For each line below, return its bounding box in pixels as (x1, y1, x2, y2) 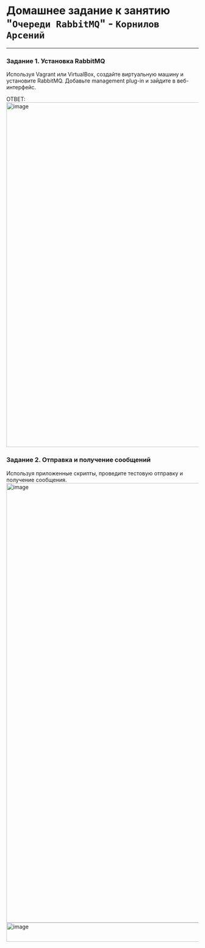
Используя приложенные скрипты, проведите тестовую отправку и (6, 469, 183, 477)
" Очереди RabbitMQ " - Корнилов (6, 17, 160, 31)
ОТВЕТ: (6, 95, 26, 103)
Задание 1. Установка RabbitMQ (6, 56, 106, 65)
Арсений (6, 30, 45, 42)
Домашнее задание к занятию (6, 4, 171, 18)
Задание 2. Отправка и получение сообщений (6, 456, 151, 464)
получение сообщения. (6, 476, 67, 483)
